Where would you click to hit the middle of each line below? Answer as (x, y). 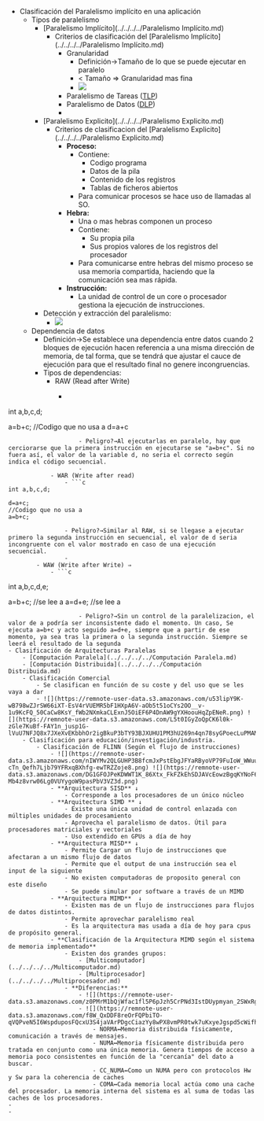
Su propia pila (112, 238)
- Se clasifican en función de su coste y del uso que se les (140, 685)
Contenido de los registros (133, 179)
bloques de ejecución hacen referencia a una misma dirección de (149, 348)
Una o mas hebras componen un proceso (145, 221)
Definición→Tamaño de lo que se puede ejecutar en (162, 61)
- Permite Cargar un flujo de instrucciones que (145, 850)
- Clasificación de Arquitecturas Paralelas (82, 651)
